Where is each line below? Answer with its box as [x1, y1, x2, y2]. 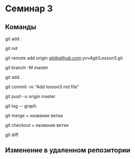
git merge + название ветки [5, 112, 63, 118]
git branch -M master [5, 65, 48, 70]
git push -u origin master [5, 94, 56, 99]
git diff [5, 132, 19, 138]
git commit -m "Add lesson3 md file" [5, 84, 79, 90]
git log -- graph [5, 103, 37, 109]
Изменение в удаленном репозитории [5, 146, 131, 155]
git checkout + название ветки [5, 122, 69, 128]
